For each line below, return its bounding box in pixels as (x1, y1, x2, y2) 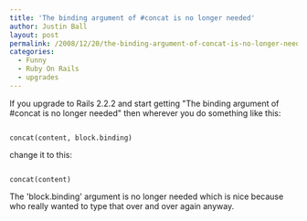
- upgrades (17, 73, 59, 82)
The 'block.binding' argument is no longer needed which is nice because (9, 191, 284, 202)
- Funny (17, 56, 48, 65)
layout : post (9, 30, 59, 39)
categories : (9, 47, 55, 57)
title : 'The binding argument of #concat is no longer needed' (9, 13, 256, 23)
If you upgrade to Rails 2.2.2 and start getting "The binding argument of (9, 98, 280, 109)
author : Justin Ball (9, 22, 89, 31)
